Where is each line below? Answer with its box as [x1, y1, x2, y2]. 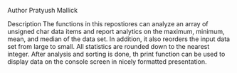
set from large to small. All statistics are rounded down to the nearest [7, 43, 210, 50]
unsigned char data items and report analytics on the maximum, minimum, [7, 28, 225, 35]
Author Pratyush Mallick [7, 6, 78, 14]
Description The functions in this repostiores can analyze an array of [7, 20, 209, 28]
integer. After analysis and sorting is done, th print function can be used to [7, 50, 226, 58]
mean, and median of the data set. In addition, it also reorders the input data [7, 35, 230, 43]
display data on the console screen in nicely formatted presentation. [7, 57, 208, 66]
